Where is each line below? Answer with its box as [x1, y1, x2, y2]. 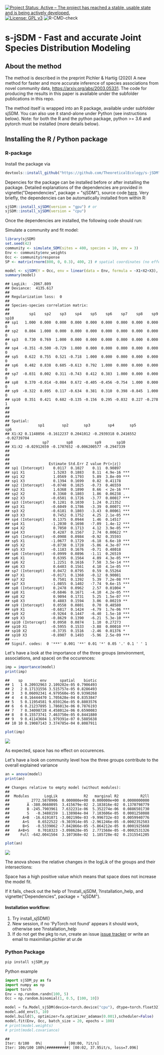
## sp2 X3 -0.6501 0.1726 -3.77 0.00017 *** [5, 496, 130, 501]
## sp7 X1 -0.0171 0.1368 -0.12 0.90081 [5, 573, 121, 578]
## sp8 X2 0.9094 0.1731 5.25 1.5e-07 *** [5, 594, 130, 599]
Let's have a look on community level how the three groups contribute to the [5, 757, 159, 763]
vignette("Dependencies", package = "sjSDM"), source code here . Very [5, 189, 149, 195]
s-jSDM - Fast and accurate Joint [5, 32, 142, 44]
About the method [5, 62, 62, 70]
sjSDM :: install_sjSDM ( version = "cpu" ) [5, 209, 86, 214]
